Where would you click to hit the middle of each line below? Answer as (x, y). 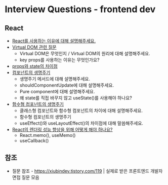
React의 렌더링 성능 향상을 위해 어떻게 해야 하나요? (62, 129)
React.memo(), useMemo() (48, 135)
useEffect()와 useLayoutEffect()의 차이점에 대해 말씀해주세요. (81, 123)
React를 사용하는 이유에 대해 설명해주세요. (54, 41)
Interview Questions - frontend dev (80, 9)
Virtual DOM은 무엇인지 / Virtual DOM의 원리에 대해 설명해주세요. (85, 53)
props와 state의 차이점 (35, 66)
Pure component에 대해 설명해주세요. (57, 91)
